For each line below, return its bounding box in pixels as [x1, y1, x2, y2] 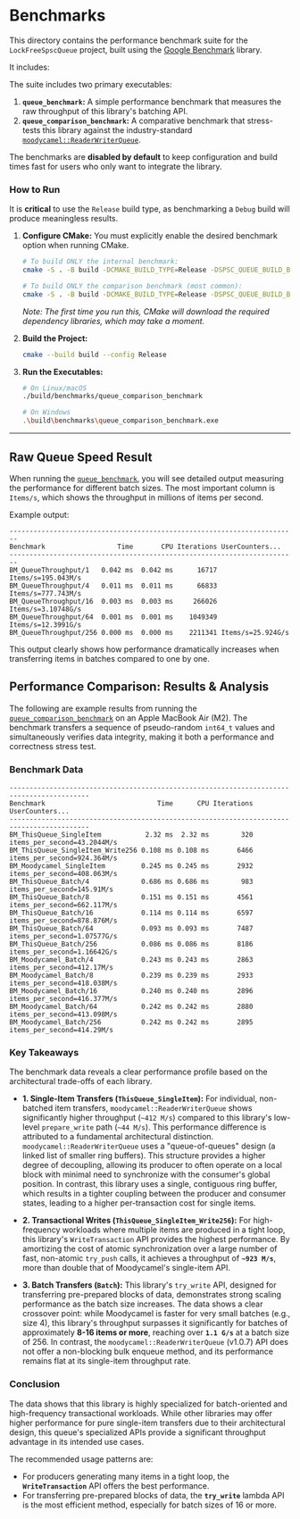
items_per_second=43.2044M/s [9, 839, 118, 847]
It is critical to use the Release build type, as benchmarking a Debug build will [9, 204, 290, 214]
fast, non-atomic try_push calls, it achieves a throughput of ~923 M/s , [21, 1253, 277, 1264]
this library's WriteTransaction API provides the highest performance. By [21, 1234, 290, 1245]
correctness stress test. [9, 740, 96, 751]
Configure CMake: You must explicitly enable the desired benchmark [21, 230, 279, 241]
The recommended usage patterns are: [9, 1453, 154, 1465]
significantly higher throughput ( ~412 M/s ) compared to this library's [21, 1113, 272, 1123]
